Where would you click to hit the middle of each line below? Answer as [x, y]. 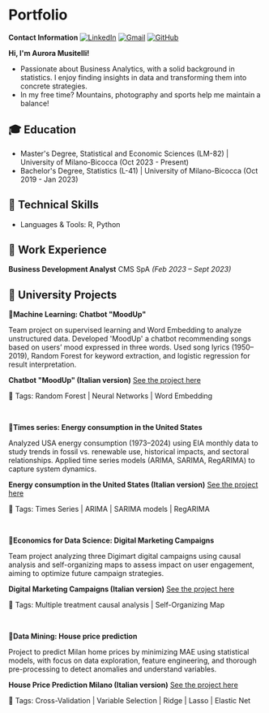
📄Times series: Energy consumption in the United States [105, 427]
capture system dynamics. [53, 469]
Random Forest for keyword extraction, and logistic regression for [141, 356]
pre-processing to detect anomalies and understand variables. [113, 669]
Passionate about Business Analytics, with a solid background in [127, 69]
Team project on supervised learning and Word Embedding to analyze [125, 330]
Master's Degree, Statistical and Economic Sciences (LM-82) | [124, 153]
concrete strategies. [53, 86]
